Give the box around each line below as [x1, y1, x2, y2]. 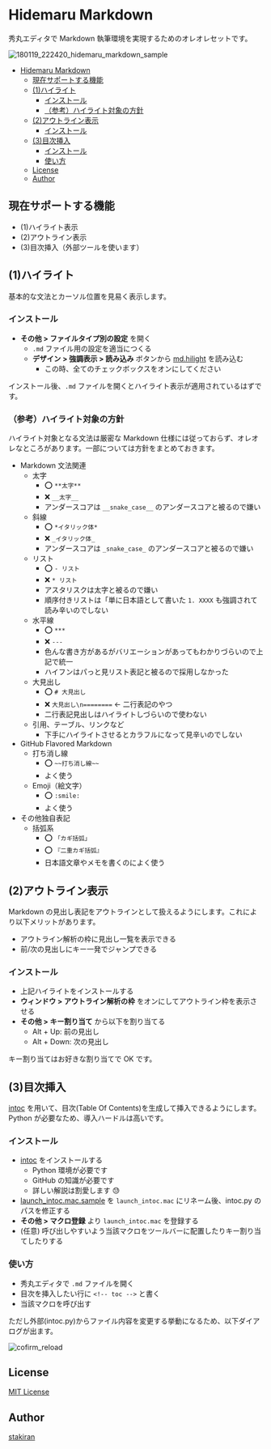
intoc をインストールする [19, 1155, 103, 1165]
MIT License [8, 1387, 50, 1397]
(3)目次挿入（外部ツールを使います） [19, 242, 144, 252]
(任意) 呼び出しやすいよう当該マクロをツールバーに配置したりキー [19, 1226, 240, 1236]
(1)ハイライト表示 [19, 222, 78, 232]
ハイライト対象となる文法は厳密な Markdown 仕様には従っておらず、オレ [8, 433, 252, 443]
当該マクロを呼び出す [19, 1298, 91, 1308]
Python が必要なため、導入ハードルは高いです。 [8, 1113, 168, 1123]
